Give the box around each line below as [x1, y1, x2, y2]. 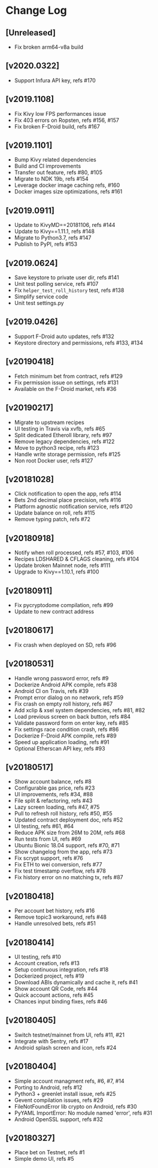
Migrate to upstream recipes [14, 419, 84, 426]
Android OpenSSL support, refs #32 [14, 1115, 103, 1123]
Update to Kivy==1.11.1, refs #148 [14, 228, 95, 235]
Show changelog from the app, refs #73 [14, 848, 113, 856]
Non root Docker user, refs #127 [14, 457, 93, 464]
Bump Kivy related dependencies [14, 156, 96, 163]
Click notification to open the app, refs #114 [14, 490, 121, 497]
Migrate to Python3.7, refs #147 [14, 234, 92, 241]
